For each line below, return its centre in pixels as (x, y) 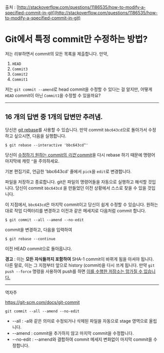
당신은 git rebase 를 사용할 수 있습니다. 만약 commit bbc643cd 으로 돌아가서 (76, 129)
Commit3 (20, 69)
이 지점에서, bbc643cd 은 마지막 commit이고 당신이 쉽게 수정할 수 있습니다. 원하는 (82, 204)
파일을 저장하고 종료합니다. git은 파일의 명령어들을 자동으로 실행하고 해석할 (76, 182)
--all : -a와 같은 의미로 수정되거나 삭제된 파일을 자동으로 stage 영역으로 (80, 321)
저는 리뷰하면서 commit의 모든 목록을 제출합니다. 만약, (57, 53)
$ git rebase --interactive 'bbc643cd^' (47, 145)
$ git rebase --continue (30, 239)
